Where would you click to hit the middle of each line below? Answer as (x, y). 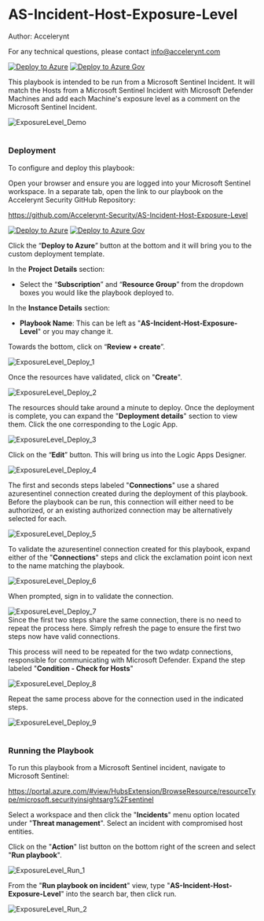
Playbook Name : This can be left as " (80, 323)
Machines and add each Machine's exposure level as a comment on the (124, 98)
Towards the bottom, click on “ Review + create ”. (86, 347)
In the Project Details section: (57, 269)
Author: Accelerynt (39, 36)
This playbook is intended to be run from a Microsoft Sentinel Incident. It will (132, 82)
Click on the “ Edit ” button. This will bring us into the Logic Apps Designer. (127, 454)
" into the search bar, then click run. (119, 894)
